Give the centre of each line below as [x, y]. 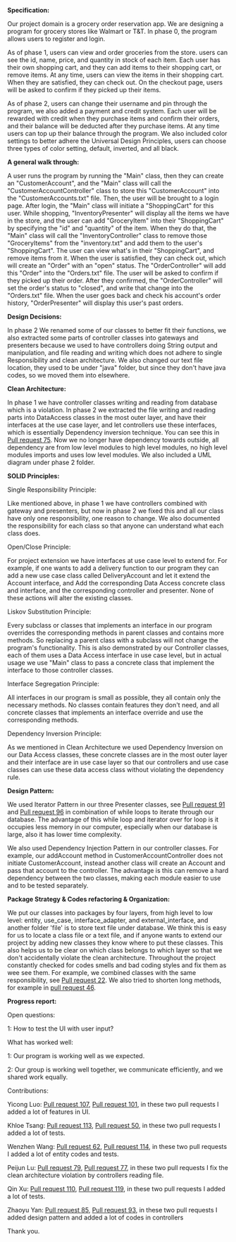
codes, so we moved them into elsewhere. [69, 375]
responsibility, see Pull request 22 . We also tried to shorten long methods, [114, 980]
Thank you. [24, 1231]
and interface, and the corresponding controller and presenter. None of [111, 590]
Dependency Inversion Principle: [55, 733]
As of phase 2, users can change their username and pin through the [107, 104]
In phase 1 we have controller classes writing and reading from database [112, 402]
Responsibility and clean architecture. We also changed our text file [105, 360]
